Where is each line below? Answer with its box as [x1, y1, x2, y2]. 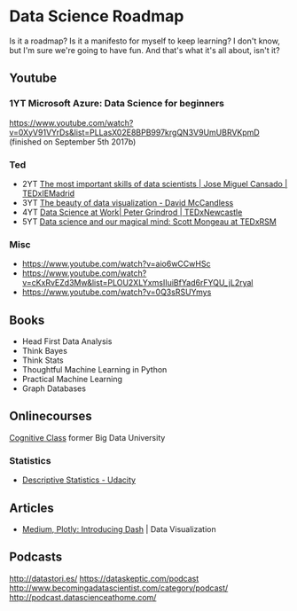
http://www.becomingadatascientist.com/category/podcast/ [9, 583, 229, 593]
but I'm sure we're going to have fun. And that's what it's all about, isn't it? [9, 44, 281, 55]
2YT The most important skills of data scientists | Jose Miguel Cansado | [21, 178, 288, 189]
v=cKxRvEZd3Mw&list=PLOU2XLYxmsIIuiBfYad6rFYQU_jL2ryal [21, 278, 254, 288]
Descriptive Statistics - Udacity [21, 474, 136, 485]
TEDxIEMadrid [21, 188, 75, 199]
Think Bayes [21, 346, 68, 356]
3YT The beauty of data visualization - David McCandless [21, 197, 234, 208]
